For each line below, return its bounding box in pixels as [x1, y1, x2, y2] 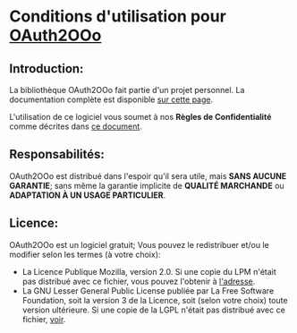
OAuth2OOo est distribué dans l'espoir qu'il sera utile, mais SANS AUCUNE [9, 170, 287, 181]
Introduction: [9, 61, 84, 76]
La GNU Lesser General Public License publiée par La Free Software [21, 285, 275, 296]
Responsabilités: [9, 147, 106, 162]
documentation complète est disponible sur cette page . [9, 94, 213, 105]
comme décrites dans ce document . [9, 121, 143, 132]
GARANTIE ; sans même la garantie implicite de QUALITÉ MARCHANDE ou [9, 180, 284, 191]
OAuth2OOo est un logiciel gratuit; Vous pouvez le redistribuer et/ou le [9, 239, 270, 250]
